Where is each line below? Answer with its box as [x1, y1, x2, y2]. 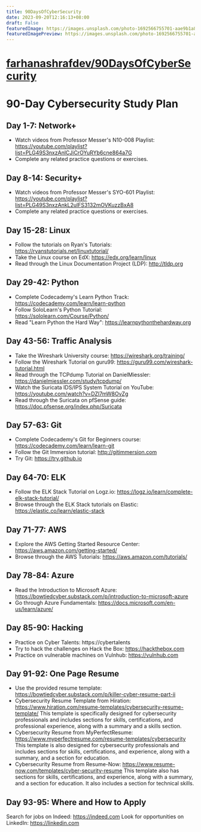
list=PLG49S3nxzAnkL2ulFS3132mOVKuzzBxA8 [14, 202, 134, 209]
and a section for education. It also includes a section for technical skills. [14, 780, 194, 787]
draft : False [6, 20, 39, 26]
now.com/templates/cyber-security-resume [14, 767, 123, 775]
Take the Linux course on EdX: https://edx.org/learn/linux [14, 254, 157, 261]
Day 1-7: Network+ [6, 120, 77, 130]
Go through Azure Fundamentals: [14, 599, 97, 606]
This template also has [123, 767, 179, 775]
